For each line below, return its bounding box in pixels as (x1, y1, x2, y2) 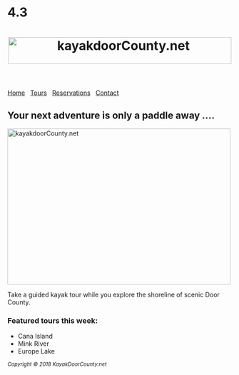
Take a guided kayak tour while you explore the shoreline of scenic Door (7, 290, 220, 299)
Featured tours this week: (7, 316, 98, 326)
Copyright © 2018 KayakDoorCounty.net (7, 361, 107, 368)
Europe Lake (17, 347, 55, 356)
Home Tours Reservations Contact (7, 88, 119, 97)
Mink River (17, 339, 50, 348)
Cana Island (17, 332, 54, 341)
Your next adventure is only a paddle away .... (7, 109, 215, 121)
